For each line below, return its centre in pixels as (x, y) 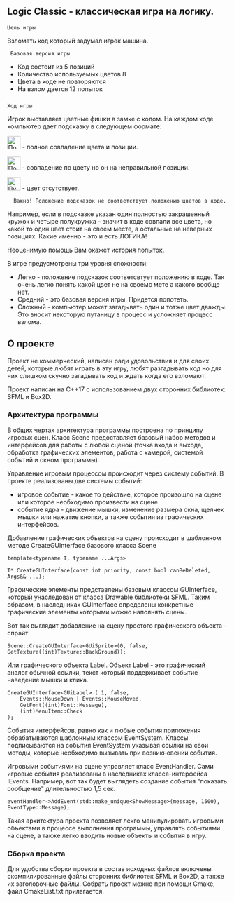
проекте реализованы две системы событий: (75, 480)
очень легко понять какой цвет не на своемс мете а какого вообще (118, 284)
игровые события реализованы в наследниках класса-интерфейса (108, 774)
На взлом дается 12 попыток (60, 89)
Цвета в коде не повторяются (62, 81)
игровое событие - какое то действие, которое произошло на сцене (119, 494)
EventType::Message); (39, 807)
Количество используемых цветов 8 (72, 74)
